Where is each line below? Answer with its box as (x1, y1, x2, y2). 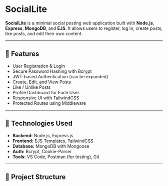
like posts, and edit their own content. (5, 30, 83, 36)
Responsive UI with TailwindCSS (12, 95, 79, 101)
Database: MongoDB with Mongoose (12, 143, 89, 149)
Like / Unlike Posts (12, 84, 51, 90)
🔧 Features (5, 50, 39, 58)
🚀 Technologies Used (5, 119, 72, 128)
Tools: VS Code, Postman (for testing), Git (12, 154, 99, 160)
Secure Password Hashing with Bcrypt (12, 68, 92, 74)
